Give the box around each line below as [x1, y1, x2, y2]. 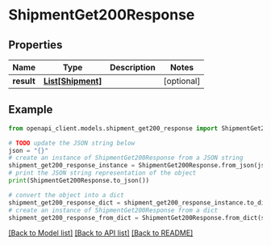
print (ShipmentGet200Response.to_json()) [8, 176, 150, 185]
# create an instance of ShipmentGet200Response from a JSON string [8, 154, 244, 163]
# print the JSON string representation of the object [8, 169, 197, 177]
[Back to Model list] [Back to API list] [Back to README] [8, 228, 194, 238]
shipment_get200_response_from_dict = [8, 213, 139, 222]
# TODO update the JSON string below [8, 139, 135, 147]
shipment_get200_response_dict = [8, 198, 121, 207]
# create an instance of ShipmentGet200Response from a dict [8, 206, 219, 214]
